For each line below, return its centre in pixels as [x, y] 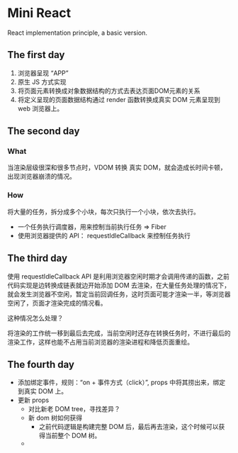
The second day [44, 132]
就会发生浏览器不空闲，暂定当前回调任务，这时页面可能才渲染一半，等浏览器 [119, 294]
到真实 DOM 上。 [42, 391]
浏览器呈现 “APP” [43, 73]
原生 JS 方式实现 [42, 82]
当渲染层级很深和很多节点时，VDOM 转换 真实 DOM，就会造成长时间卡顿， [117, 167]
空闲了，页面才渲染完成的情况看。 [57, 303]
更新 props [33, 400]
